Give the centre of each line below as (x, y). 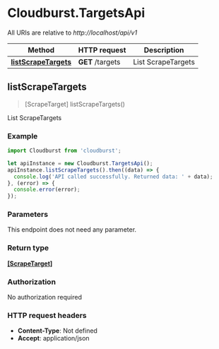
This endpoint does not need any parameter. (72, 230)
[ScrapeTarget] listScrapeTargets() (75, 104)
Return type (28, 248)
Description (164, 49)
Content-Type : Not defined (57, 331)
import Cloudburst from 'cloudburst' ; (64, 151)
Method (41, 49)
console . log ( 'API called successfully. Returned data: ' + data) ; (113, 177)
